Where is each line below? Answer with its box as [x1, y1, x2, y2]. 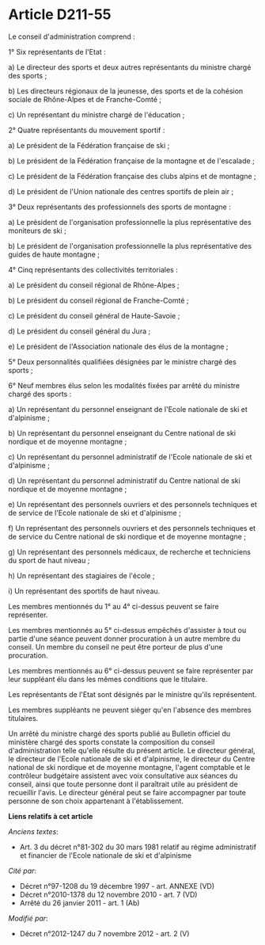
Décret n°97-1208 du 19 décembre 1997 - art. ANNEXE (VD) [19, 881, 215, 890]
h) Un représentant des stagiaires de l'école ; [8, 570, 156, 580]
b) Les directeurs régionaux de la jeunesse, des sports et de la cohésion [8, 86, 244, 96]
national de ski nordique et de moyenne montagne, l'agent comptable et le [8, 762, 251, 772]
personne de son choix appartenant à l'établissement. [8, 796, 184, 806]
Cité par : [8, 866, 37, 875]
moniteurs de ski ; [8, 226, 67, 235]
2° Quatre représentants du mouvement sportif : [8, 125, 165, 135]
